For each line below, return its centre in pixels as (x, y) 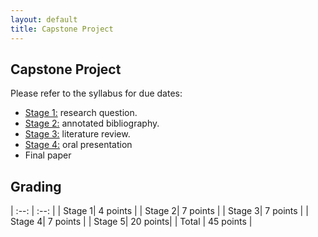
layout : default (44, 19)
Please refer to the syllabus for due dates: (96, 93)
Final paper (48, 155)
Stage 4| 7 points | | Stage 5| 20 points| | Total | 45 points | (131, 222)
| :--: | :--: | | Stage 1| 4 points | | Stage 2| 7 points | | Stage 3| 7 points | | (159, 211)
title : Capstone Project (62, 29)
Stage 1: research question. (81, 113)
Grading (36, 186)
